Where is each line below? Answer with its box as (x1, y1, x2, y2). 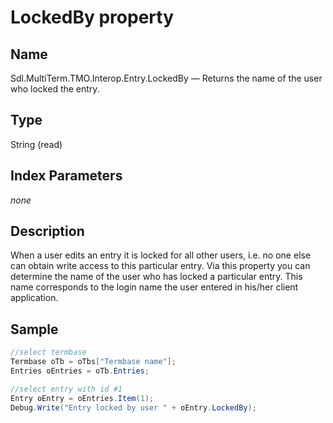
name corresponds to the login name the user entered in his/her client (10, 281, 299, 293)
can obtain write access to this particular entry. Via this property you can (10, 260, 311, 272)
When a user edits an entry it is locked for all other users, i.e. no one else (10, 249, 312, 261)
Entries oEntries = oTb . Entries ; (10, 366, 150, 376)
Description (10, 223, 85, 240)
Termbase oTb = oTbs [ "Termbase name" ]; (10, 357, 177, 367)
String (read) (10, 138, 63, 150)
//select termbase (10, 347, 87, 358)
